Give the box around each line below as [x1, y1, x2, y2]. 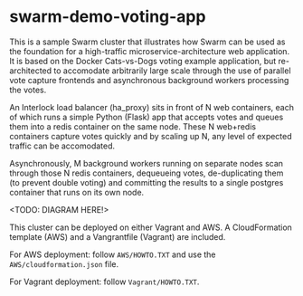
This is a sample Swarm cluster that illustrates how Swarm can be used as [9, 36, 286, 47]
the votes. [9, 84, 47, 95]
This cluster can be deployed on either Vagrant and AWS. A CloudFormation [9, 222, 292, 233]
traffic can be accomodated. [9, 140, 116, 151]
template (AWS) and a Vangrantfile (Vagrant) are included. [9, 231, 226, 242]
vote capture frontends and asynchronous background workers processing [9, 74, 289, 85]
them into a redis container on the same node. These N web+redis [9, 120, 256, 132]
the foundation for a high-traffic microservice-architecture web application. [9, 45, 290, 56]
